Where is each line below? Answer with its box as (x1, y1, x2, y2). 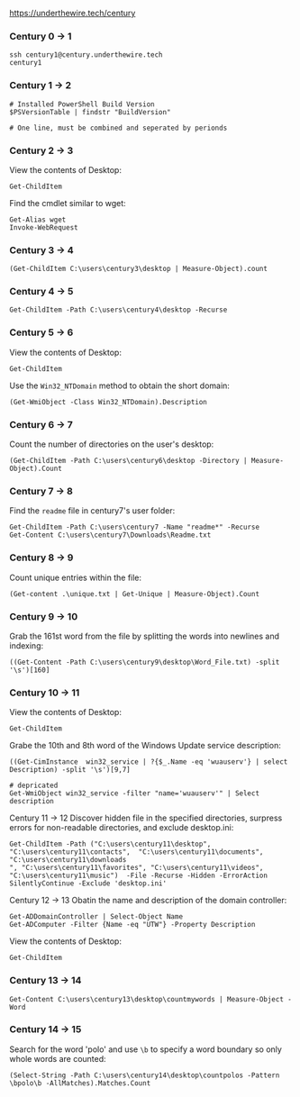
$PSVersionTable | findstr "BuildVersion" (9, 107, 171, 116)
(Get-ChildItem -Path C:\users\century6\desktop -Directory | (9, 457, 248, 466)
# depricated (9, 781, 59, 791)
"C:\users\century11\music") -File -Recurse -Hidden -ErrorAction (9, 871, 268, 881)
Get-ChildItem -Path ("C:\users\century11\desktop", (9, 839, 212, 849)
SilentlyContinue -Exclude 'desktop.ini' (9, 879, 168, 888)
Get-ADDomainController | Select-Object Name (9, 912, 183, 921)
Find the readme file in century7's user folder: (9, 505, 176, 516)
